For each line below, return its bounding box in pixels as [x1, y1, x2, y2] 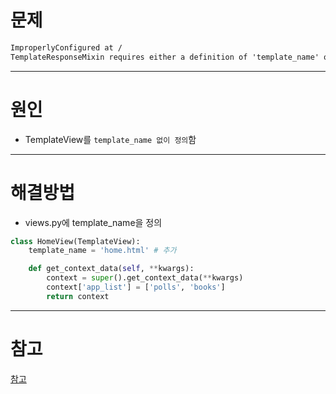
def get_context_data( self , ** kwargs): [28, 264, 195, 274]
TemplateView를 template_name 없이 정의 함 [24, 133, 197, 145]
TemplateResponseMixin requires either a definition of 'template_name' [10, 52, 320, 62]
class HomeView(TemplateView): [10, 236, 141, 246]
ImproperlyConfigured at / [10, 42, 123, 53]
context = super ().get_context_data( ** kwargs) [46, 273, 244, 283]
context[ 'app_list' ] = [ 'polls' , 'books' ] [46, 282, 226, 293]
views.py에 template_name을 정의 [24, 216, 163, 228]
